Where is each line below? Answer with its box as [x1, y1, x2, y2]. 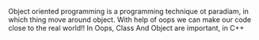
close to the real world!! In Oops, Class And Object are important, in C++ [8, 24, 245, 32]
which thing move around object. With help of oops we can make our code [8, 15, 252, 24]
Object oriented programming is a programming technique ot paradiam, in [8, 7, 249, 16]
